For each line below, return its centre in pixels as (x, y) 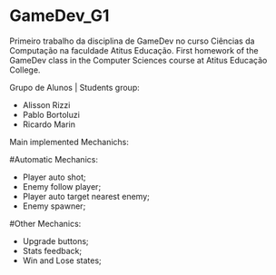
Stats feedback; (52, 250)
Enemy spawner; (54, 206)
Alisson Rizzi (46, 104)
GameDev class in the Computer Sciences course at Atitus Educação (138, 60)
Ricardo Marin (49, 124)
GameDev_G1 (59, 16)
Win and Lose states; (62, 260)
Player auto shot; (54, 177)
